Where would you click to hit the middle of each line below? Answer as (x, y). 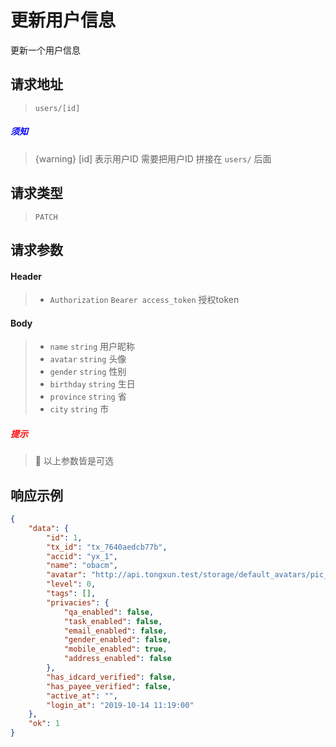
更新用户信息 (63, 20)
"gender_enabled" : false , (117, 640)
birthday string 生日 (92, 384)
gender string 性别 (88, 372)
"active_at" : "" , (82, 696)
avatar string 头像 (88, 359)
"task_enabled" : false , (113, 621)
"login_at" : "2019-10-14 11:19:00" (120, 705)
